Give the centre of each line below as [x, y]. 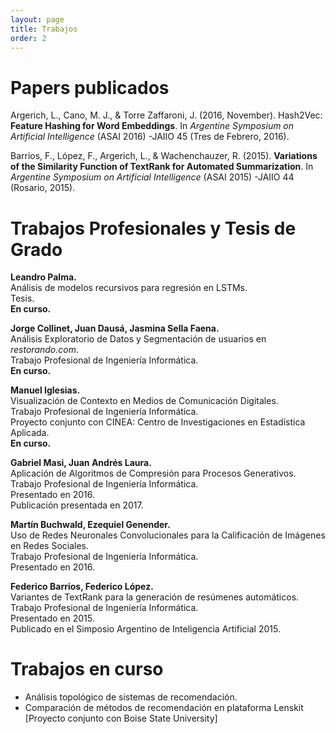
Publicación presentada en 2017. [77, 505]
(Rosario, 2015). [43, 188]
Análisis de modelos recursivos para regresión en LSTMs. [129, 288]
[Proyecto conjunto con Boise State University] [121, 718]
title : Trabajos [44, 29]
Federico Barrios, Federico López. [82, 587]
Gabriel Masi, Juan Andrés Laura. [81, 463]
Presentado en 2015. [52, 618]
